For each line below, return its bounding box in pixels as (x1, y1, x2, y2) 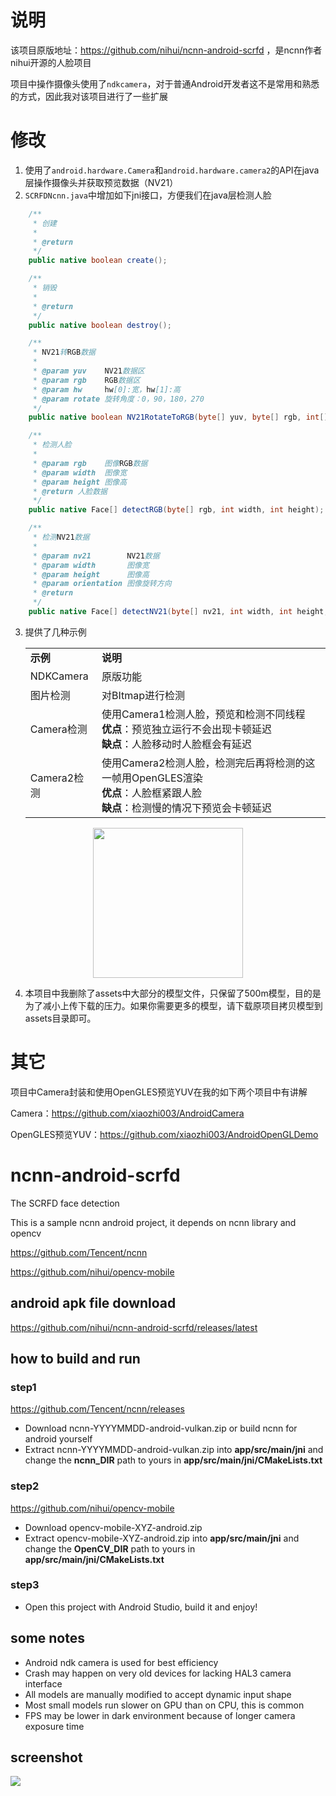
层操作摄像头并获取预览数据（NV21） (24, 176, 179, 188)
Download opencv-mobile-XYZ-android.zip (24, 1521, 203, 1533)
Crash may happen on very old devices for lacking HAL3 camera (24, 1667, 292, 1679)
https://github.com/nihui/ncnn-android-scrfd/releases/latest (10, 1321, 258, 1333)
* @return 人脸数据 (32, 486, 108, 496)
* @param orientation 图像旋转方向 (32, 579, 172, 589)
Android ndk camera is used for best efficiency (24, 1656, 219, 1668)
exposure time (24, 1720, 85, 1732)
